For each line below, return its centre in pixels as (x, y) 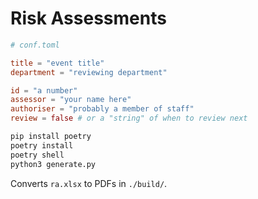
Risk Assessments (88, 18)
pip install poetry (51, 137)
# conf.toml (35, 45)
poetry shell (37, 155)
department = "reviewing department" (89, 72)
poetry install (42, 145)
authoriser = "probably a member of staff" (102, 109)
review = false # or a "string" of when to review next (129, 118)
